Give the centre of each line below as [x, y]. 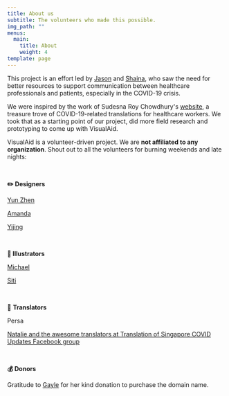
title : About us [30, 13]
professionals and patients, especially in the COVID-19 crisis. [94, 93]
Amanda [19, 213]
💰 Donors [22, 368]
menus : [17, 33]
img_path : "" [26, 26]
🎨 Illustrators [26, 253]
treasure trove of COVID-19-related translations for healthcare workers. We [114, 114]
